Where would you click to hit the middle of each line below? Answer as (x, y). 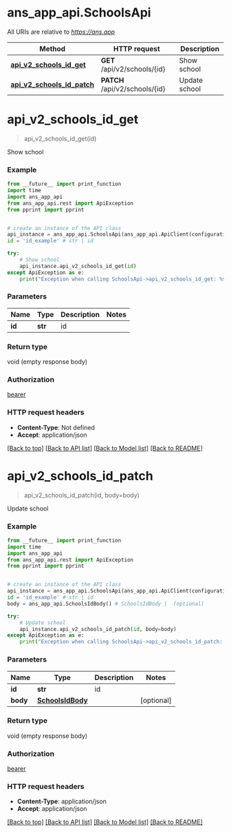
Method (53, 48)
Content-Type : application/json (62, 801)
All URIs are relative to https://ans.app (61, 32)
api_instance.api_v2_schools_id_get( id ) (78, 266)
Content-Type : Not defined (56, 427)
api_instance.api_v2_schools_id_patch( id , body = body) (98, 629)
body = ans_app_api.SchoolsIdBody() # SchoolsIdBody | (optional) (106, 604)
